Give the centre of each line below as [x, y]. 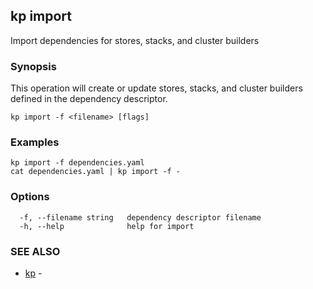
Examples [35, 142]
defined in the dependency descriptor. [89, 99]
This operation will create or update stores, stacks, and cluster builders [156, 88]
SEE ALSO [35, 251]
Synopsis [33, 66]
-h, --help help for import [107, 226]
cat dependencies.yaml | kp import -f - [96, 172]
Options [30, 197]
